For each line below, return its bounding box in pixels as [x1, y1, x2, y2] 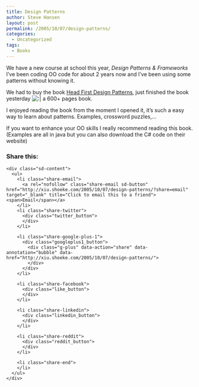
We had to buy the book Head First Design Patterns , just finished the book [6, 88, 189, 96]
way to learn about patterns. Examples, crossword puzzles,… [6, 113, 157, 120]
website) [6, 137, 28, 144]
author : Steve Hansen [6, 14, 60, 20]
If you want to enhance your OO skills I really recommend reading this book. [6, 124, 193, 132]
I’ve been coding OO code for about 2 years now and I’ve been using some [6, 70, 191, 78]
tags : [6, 43, 20, 49]
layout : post [6, 20, 39, 26]
